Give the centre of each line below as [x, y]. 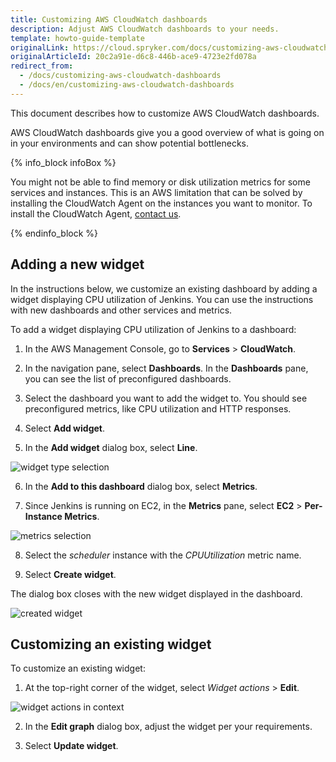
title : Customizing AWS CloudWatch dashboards [109, 19]
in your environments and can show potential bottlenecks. [130, 143]
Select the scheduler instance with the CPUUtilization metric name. [163, 555]
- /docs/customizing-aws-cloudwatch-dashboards [120, 76]
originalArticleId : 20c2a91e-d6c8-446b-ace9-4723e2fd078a [133, 57]
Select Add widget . [64, 428]
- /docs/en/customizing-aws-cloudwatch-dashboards [127, 85]
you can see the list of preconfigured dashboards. [128, 378]
